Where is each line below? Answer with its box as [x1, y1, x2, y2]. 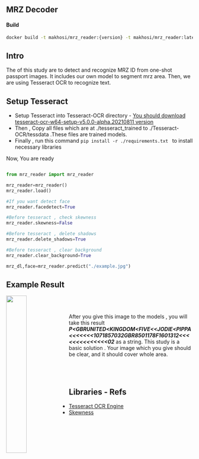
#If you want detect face [6, 198, 70, 204]
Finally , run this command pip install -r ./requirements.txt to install [14, 137, 193, 145]
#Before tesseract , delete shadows [6, 231, 97, 237]
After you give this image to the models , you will [69, 313, 188, 320]
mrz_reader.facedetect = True [6, 204, 76, 210]
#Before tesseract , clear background [6, 247, 102, 253]
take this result [69, 319, 105, 326]
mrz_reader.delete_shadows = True [6, 236, 86, 242]
